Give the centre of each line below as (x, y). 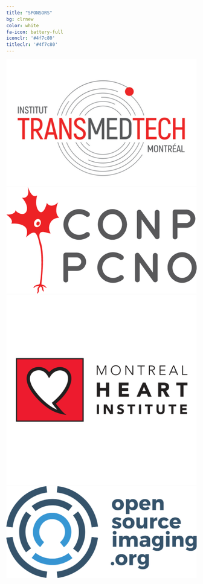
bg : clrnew (20, 19)
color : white (23, 25)
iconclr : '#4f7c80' (31, 38)
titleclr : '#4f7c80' (32, 45)
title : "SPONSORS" (29, 13)
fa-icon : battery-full (35, 32)
